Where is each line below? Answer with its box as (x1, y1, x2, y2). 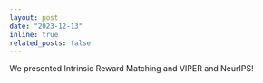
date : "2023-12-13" (9, 22, 83, 31)
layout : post (9, 13, 59, 23)
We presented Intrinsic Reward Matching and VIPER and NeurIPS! (9, 63, 254, 74)
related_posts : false (9, 38, 92, 48)
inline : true (9, 30, 59, 39)
